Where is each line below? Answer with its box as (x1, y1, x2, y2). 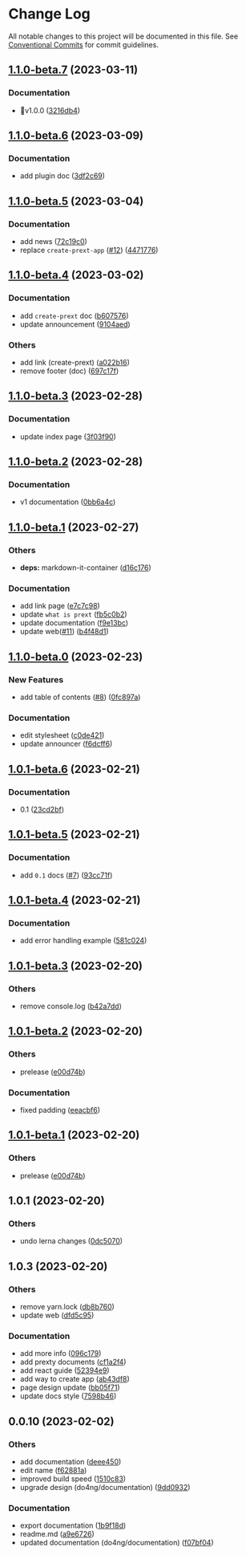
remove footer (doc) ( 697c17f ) (19, 366, 119, 376)
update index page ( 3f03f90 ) (19, 431, 116, 442)
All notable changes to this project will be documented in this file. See (8, 31, 239, 41)
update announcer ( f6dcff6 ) (19, 739, 113, 749)
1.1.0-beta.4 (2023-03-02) (8, 268, 144, 282)
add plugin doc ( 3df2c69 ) (19, 171, 106, 181)
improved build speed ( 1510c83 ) (19, 1474, 127, 1484)
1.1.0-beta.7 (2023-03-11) (8, 63, 139, 77)
